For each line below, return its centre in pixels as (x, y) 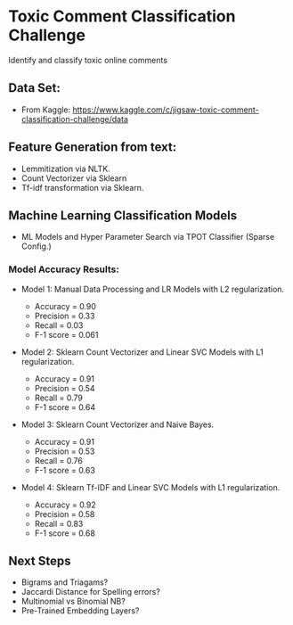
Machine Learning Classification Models (123, 215)
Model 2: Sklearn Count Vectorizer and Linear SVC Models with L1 (142, 352)
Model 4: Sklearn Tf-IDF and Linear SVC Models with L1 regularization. (151, 487)
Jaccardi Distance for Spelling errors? (91, 592)
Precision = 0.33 (65, 316)
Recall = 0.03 (59, 325)
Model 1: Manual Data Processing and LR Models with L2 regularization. (153, 289)
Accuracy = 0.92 (65, 505)
